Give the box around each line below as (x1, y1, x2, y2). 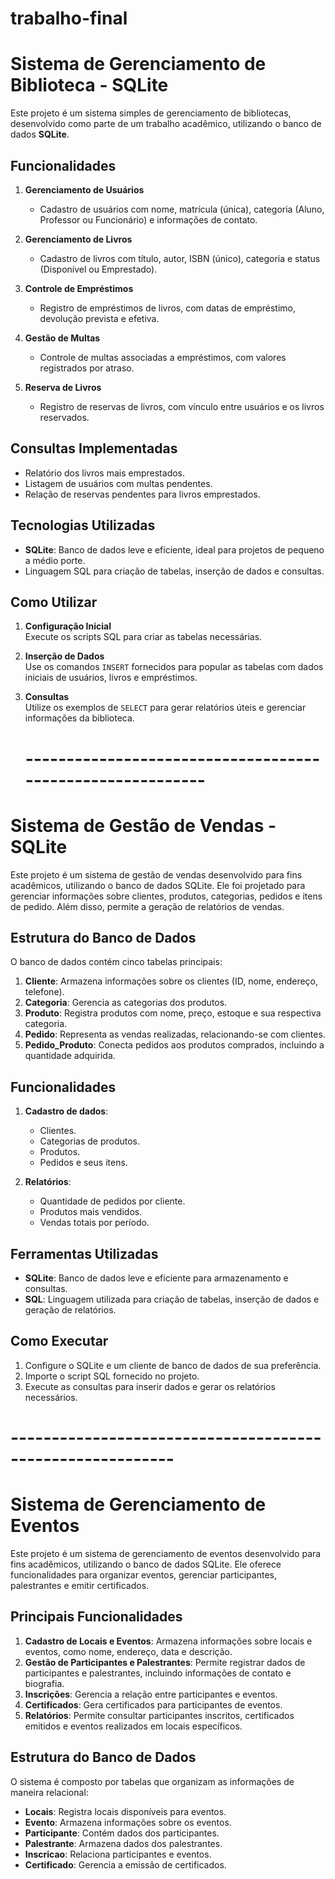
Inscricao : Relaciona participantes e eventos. (24, 1848, 212, 1860)
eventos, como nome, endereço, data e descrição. (24, 1645, 233, 1657)
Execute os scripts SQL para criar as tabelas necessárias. (24, 631, 263, 643)
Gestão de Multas (24, 332, 101, 344)
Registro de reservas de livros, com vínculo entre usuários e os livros (39, 400, 325, 412)
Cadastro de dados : (24, 1105, 109, 1117)
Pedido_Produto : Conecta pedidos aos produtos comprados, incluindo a (24, 1039, 325, 1051)
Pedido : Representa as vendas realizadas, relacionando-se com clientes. (24, 1028, 326, 1041)
